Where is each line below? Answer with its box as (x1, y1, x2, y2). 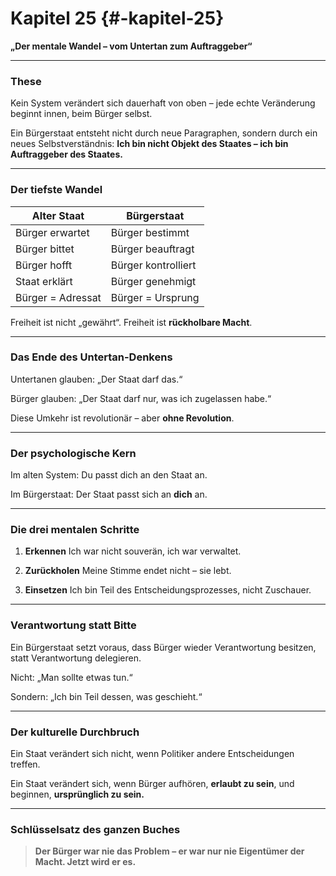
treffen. (10, 758, 41, 771)
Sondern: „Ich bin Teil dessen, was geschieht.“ (10, 690, 203, 702)
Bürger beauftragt (110, 242, 195, 256)
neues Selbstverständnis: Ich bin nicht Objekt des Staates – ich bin (10, 138, 289, 150)
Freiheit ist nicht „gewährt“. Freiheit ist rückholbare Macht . (10, 316, 253, 328)
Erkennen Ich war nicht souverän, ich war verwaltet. (24, 545, 242, 557)
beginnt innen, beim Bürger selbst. (10, 108, 153, 120)
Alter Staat (31, 208, 85, 222)
